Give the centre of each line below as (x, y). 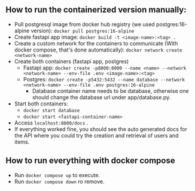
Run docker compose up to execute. (57, 175)
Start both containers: (41, 104)
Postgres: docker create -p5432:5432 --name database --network (104, 79)
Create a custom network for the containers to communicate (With (96, 43)
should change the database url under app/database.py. (101, 97)
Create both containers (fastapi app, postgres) (71, 61)
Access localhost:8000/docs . (51, 123)
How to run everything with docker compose (91, 161)
